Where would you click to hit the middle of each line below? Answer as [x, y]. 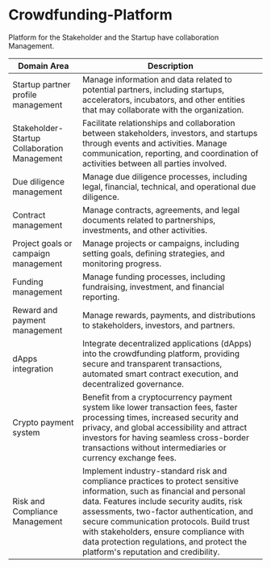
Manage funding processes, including [154, 277]
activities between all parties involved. [154, 163]
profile [25, 95]
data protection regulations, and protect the [165, 541]
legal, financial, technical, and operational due [169, 186]
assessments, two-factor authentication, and [168, 511]
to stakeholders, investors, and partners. [158, 325]
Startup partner [42, 84]
